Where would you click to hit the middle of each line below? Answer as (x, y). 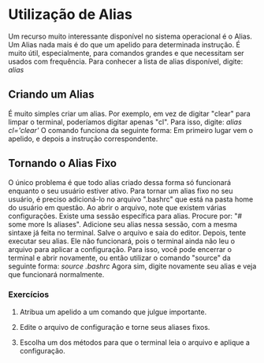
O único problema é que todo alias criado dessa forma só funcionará (119, 182)
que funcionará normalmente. (56, 274)
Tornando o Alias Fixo (62, 163)
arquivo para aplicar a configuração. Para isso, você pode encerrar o (120, 249)
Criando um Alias (51, 95)
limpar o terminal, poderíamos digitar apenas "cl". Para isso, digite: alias (125, 122)
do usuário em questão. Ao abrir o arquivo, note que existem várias (117, 207)
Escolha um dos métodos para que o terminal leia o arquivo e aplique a (135, 342)
